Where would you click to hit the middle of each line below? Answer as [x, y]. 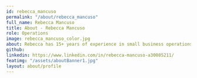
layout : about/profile [34, 66]
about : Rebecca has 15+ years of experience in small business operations [99, 45]
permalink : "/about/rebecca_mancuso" [52, 17]
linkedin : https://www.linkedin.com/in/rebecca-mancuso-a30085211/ [90, 55]
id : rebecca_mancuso [31, 11]
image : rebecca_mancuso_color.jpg [48, 39]
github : [16, 50]
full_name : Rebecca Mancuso [40, 22]
